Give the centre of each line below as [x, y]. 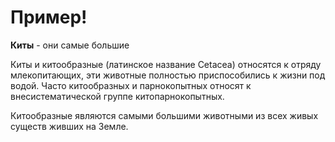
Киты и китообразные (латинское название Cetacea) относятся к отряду [166, 64]
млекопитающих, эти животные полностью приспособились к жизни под [168, 75]
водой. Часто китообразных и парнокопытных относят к [131, 85]
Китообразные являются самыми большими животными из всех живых [164, 115]
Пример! [49, 17]
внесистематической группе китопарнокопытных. [117, 96]
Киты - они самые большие [70, 45]
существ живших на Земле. [69, 126]
